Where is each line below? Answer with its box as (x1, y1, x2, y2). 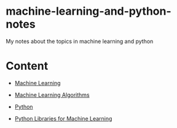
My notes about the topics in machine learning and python (6, 37, 154, 45)
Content (6, 59, 49, 73)
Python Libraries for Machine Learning (14, 115, 112, 122)
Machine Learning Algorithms (14, 91, 90, 99)
